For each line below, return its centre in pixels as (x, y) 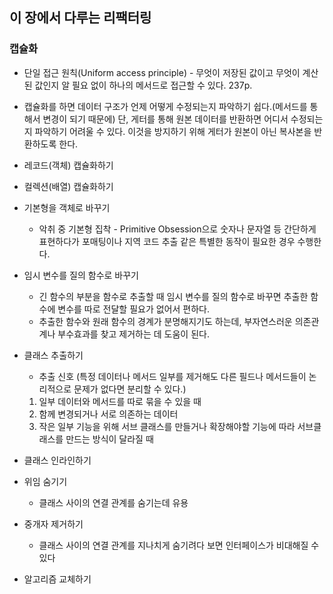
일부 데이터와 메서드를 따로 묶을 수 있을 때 (120, 401)
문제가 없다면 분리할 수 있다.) (130, 389)
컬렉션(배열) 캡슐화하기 (68, 186)
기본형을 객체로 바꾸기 (67, 207)
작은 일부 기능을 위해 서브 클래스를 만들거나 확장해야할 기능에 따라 (167, 426)
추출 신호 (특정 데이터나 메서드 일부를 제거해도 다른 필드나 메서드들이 (172, 376)
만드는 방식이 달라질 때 (109, 439)
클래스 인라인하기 (57, 460)
